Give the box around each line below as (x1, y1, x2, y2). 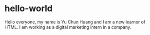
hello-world (4, 3, 53, 14)
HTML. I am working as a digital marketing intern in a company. (4, 24, 131, 30)
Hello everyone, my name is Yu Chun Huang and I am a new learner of (4, 19, 146, 25)
